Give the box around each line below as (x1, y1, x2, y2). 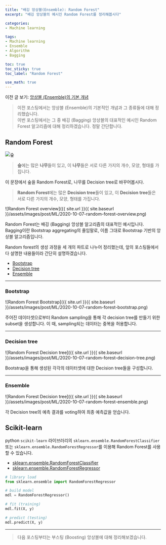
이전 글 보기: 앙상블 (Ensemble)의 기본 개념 (5, 94, 89, 100)
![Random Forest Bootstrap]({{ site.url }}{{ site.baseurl (5, 299, 115, 305)
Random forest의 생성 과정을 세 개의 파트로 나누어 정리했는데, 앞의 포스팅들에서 (5, 244, 159, 250)
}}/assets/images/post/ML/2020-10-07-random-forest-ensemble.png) (5, 399, 148, 405)
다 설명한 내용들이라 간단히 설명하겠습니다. (5, 250, 87, 256)
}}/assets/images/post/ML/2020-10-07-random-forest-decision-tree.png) (5, 355, 156, 361)
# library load (5, 475, 37, 480)
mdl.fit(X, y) (5, 506, 35, 511)
